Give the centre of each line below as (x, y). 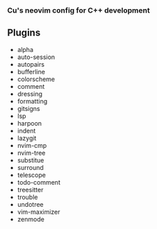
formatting (32, 101)
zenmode (31, 219)
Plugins (24, 33)
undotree (30, 204)
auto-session (36, 57)
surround (30, 167)
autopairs (31, 64)
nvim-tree (31, 153)
